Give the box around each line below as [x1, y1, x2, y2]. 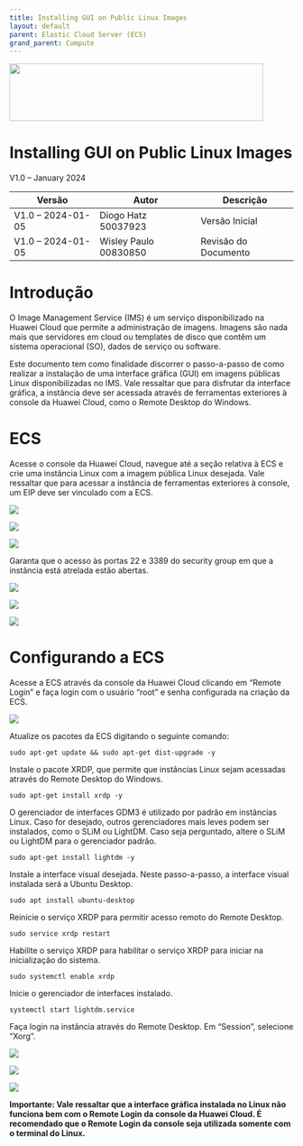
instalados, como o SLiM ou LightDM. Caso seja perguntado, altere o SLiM [9, 827, 286, 836]
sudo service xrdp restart [9, 929, 111, 938]
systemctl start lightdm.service [9, 1005, 135, 1014]
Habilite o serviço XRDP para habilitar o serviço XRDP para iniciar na [9, 945, 264, 956]
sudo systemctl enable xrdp [9, 972, 115, 981]
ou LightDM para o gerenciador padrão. [9, 836, 157, 846]
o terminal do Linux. [9, 1128, 86, 1138]
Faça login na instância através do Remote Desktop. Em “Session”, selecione [9, 1021, 294, 1031]
